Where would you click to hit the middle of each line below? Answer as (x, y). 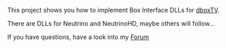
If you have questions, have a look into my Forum (78, 37)
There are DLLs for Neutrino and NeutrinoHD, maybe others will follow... (111, 23)
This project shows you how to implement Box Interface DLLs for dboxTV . (113, 10)
